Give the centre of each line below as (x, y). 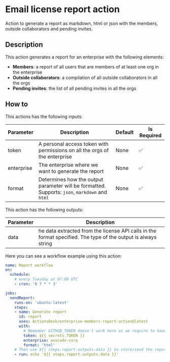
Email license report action (62, 9)
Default (125, 132)
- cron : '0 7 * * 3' (36, 284)
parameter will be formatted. (72, 186)
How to (17, 104)
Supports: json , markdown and (73, 192)
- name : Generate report (40, 312)
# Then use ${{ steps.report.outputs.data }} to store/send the (83, 350)
